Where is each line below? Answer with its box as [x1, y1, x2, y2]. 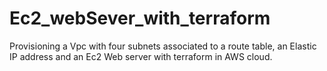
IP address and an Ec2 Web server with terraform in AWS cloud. [9, 50, 273, 62]
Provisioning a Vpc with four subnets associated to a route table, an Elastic [9, 40, 317, 52]
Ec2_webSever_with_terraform [9, 7, 271, 30]
